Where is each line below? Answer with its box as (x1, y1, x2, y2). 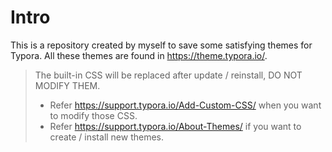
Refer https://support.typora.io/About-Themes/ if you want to (49, 120, 302, 132)
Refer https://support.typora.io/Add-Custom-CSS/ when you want (49, 99, 322, 111)
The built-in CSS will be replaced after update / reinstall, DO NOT (34, 69, 303, 81)
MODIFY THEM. (34, 79, 101, 91)
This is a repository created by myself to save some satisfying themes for (10, 39, 313, 51)
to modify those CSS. (49, 109, 138, 121)
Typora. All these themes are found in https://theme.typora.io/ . (10, 49, 268, 61)
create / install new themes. (49, 131, 165, 143)
